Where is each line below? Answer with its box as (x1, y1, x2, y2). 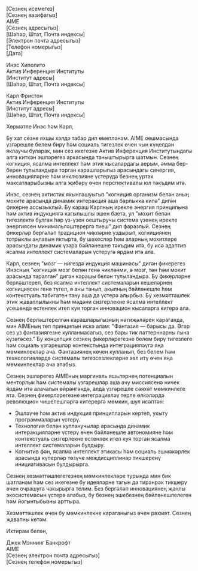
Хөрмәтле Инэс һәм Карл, (6, 123, 74, 130)
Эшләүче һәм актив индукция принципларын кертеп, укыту (14, 409, 168, 417)
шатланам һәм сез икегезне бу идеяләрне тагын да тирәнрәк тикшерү (6, 479, 187, 486)
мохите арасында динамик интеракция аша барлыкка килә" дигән (6, 198, 176, 204)
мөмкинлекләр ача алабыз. (6, 361, 77, 368)
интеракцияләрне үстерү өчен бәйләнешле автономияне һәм (14, 429, 173, 436)
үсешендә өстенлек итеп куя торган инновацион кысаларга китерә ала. (6, 304, 190, 312)
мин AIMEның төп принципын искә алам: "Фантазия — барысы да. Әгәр (6, 322, 190, 330)
